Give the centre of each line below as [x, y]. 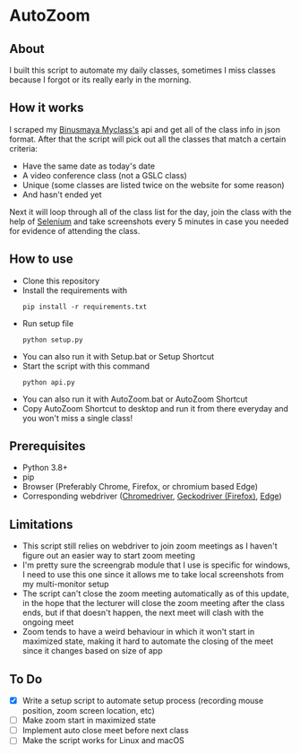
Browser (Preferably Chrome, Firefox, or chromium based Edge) [140, 487]
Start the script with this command [86, 366]
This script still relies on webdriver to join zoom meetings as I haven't [150, 546]
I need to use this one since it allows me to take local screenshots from [153, 575]
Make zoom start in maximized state [89, 720]
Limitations [41, 524]
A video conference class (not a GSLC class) [105, 175]
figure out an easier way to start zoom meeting [108, 556]
